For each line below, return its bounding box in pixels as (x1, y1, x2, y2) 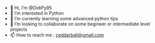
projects (10, 26, 28, 32)
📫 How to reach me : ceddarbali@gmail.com (10, 32, 104, 38)
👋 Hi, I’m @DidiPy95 (10, 5, 52, 11)
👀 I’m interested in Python (10, 10, 64, 16)
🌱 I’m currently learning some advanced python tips (10, 16, 118, 21)
